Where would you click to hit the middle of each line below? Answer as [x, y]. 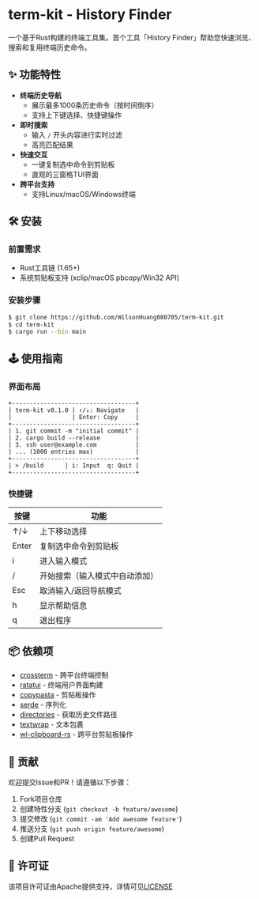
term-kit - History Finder [90, 15]
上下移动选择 [63, 531]
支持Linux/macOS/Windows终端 [84, 194]
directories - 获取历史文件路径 [68, 715]
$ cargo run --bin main [47, 332]
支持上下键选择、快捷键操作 [77, 115]
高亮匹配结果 [52, 145]
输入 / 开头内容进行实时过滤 [77, 134]
